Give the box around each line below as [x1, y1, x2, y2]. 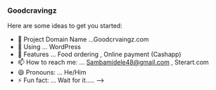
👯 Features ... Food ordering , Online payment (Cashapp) [17, 50, 182, 58]
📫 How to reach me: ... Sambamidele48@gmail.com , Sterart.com [17, 58, 209, 67]
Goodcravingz [7, 6, 58, 15]
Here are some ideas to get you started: [7, 22, 123, 30]
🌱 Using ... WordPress [17, 43, 81, 51]
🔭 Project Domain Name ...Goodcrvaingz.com [17, 35, 149, 44]
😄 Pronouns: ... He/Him [17, 68, 87, 77]
